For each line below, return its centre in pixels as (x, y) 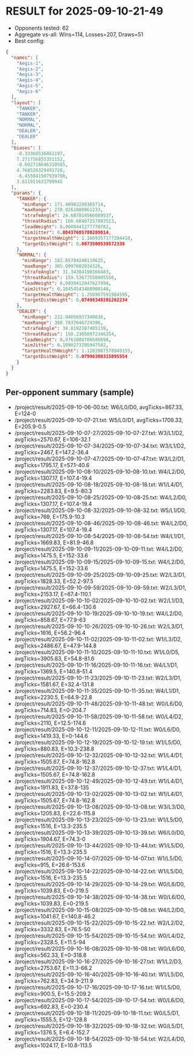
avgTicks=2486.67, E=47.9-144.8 (56, 645)
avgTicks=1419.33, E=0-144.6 (51, 736)
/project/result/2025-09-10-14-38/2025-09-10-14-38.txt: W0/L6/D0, (100, 897)
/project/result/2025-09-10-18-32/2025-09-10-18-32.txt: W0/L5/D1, (99, 1026)
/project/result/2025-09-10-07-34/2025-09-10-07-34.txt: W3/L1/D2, (100, 446)
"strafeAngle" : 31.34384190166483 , (66, 272)
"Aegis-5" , (30, 86)
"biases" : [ (26, 148)
